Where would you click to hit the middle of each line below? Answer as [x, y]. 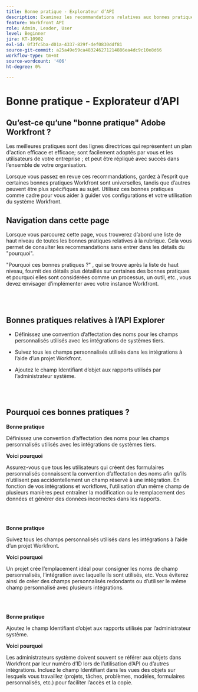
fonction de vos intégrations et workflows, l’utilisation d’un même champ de [98, 486]
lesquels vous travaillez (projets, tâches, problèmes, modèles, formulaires [95, 676]
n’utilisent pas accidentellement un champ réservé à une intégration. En [93, 480]
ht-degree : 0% [24, 67]
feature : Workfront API [35, 22]
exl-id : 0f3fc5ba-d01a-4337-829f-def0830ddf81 [64, 45]
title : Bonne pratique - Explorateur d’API [60, 12]
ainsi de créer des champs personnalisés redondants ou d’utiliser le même [96, 581]
